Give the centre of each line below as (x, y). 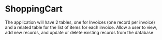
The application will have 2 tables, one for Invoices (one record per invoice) (80, 22)
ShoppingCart (34, 9)
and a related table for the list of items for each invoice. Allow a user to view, (81, 27)
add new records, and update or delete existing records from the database (79, 32)
